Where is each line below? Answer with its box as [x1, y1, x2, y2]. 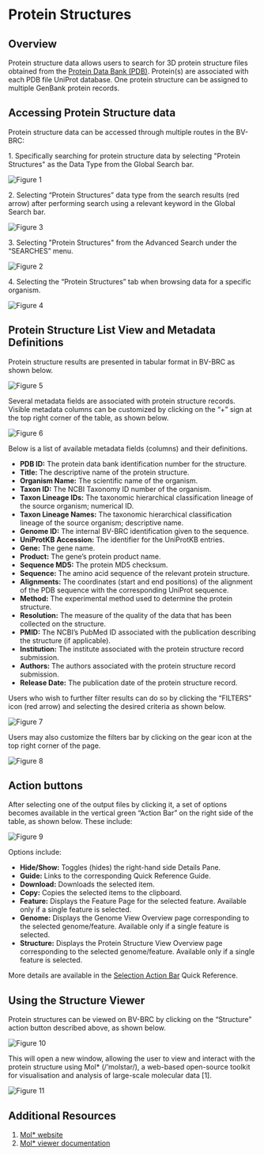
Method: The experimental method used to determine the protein [19, 593, 233, 603]
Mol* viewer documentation [19, 1138, 111, 1148]
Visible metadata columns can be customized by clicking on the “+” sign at [8, 404, 252, 414]
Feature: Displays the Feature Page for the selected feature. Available [19, 897, 247, 906]
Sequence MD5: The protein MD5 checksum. [19, 560, 168, 570]
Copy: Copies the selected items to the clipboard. [19, 888, 182, 898]
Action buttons [8, 779, 83, 793]
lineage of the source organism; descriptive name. [19, 517, 184, 528]
